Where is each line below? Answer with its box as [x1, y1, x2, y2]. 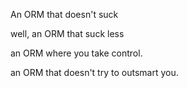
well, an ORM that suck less [10, 28, 125, 39]
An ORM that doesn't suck [10, 9, 119, 20]
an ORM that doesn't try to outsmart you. [10, 67, 179, 78]
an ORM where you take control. [10, 47, 143, 59]
